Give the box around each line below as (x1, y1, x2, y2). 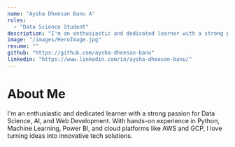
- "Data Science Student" (13, 23, 90, 30)
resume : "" (7, 43, 39, 50)
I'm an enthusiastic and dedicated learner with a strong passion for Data (7, 109, 215, 118)
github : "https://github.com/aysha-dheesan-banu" (7, 50, 155, 57)
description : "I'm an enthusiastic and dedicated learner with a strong (7, 29, 224, 37)
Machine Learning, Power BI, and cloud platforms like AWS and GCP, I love (7, 124, 222, 132)
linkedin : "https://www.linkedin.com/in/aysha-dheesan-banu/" (7, 56, 192, 63)
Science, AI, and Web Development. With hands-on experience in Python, (7, 116, 220, 125)
